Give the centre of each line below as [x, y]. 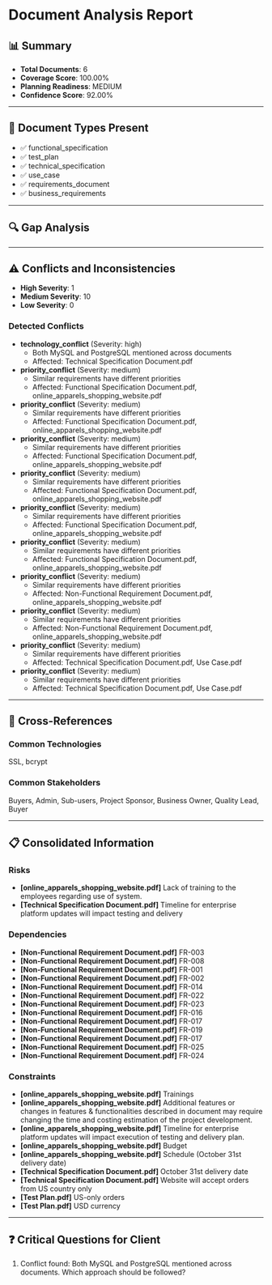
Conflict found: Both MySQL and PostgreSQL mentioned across [126, 1263]
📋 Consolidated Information [81, 843]
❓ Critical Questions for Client [85, 1240]
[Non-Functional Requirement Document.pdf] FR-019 [111, 1029]
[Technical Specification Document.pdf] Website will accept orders [134, 1180]
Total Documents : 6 [54, 69]
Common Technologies [55, 744]
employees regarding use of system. [81, 896]
